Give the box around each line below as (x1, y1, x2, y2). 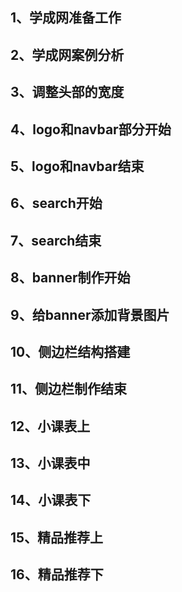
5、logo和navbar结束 (10, 158, 145, 175)
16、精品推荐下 (10, 566, 104, 583)
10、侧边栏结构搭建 (10, 343, 131, 360)
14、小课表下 (10, 492, 92, 509)
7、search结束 (10, 232, 102, 249)
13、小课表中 (10, 455, 91, 472)
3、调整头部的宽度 (10, 84, 125, 101)
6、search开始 (10, 195, 103, 212)
